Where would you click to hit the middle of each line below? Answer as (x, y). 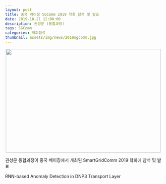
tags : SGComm (19, 28)
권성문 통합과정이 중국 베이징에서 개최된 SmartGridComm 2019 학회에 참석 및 (81, 160)
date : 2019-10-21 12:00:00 (33, 19)
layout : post (19, 10)
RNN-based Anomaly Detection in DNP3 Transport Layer (63, 176)
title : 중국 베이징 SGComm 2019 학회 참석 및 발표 (52, 14)
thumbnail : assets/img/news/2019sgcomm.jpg (51, 38)
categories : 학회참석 (25, 33)
